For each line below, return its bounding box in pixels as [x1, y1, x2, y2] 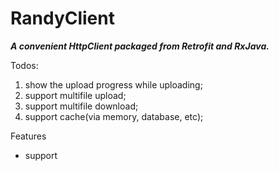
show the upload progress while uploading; [24, 78, 203, 91]
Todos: [10, 59, 39, 71]
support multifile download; [24, 100, 139, 112]
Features [10, 130, 47, 142]
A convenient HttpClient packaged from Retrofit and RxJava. [10, 40, 270, 52]
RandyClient [10, 7, 115, 30]
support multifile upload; [24, 89, 127, 101]
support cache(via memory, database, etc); [24, 110, 204, 122]
